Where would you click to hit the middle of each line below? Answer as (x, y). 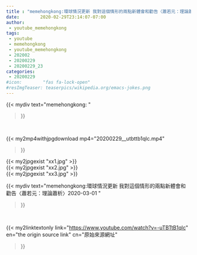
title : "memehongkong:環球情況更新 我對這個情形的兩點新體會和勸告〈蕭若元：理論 (97, 11)
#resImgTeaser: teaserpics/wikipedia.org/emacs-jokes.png (78, 88)
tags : (13, 33)
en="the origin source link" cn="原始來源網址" (62, 234)
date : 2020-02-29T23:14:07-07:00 (56, 17)
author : (16, 22)
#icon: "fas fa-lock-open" (48, 83)
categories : (21, 72)
